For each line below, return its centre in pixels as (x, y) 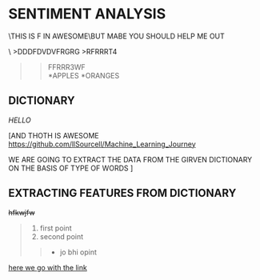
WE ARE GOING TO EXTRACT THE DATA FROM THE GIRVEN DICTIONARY (130, 159)
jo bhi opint (78, 252)
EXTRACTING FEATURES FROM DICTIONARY (122, 193)
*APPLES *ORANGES (84, 75)
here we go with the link (48, 267)
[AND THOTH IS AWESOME (54, 135)
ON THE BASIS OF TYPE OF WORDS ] (71, 168)
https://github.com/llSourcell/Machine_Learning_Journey (102, 144)
